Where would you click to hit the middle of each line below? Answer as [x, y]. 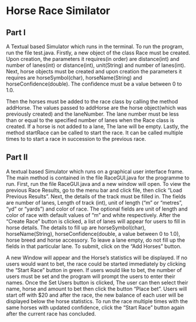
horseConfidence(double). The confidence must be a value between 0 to [94, 84]
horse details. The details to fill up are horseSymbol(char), [76, 228]
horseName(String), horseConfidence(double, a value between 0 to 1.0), [93, 233]
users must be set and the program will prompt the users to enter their [91, 276]
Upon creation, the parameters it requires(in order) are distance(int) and [93, 59]
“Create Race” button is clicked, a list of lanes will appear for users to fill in [96, 221]
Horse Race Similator [58, 11]
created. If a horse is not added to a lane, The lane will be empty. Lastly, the [97, 126]
